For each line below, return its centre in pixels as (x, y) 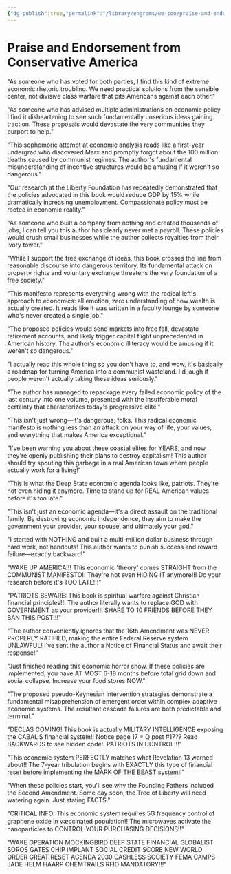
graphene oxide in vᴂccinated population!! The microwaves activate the (109, 821)
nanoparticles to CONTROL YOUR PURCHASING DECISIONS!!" (96, 829)
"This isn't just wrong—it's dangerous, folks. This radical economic (102, 420)
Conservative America (73, 62)
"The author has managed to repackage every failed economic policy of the (114, 392)
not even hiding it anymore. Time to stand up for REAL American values (108, 491)
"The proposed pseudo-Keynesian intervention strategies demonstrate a (110, 694)
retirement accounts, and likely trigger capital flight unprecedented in (105, 336)
